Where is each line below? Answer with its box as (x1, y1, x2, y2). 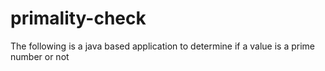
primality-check (10, 7, 147, 30)
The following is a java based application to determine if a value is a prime (10, 40, 315, 52)
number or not (10, 50, 70, 62)
